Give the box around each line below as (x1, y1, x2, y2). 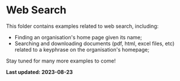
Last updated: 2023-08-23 (6, 68, 73, 75)
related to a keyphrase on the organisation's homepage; (14, 46, 150, 53)
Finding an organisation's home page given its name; (14, 34, 142, 41)
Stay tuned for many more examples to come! (6, 57, 116, 64)
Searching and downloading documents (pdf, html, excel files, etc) (14, 40, 175, 47)
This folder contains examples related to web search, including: (6, 23, 159, 30)
